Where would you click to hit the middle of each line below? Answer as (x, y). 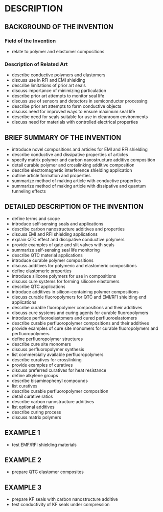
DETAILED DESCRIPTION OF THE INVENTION (74, 207)
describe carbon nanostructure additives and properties (68, 229)
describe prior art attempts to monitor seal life (58, 96)
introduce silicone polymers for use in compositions (64, 276)
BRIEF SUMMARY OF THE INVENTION (63, 138)
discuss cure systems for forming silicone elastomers (65, 281)
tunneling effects (29, 191)
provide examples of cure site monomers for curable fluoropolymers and (85, 328)
